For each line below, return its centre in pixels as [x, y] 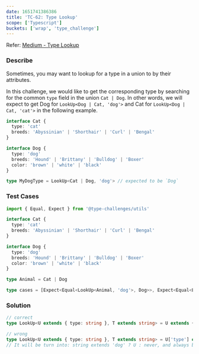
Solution [19, 305]
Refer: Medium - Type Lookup [43, 45]
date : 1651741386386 [32, 12]
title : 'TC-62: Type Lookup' [42, 17]
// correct [20, 318]
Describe [20, 61]
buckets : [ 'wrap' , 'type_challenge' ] [53, 28]
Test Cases [23, 197]
